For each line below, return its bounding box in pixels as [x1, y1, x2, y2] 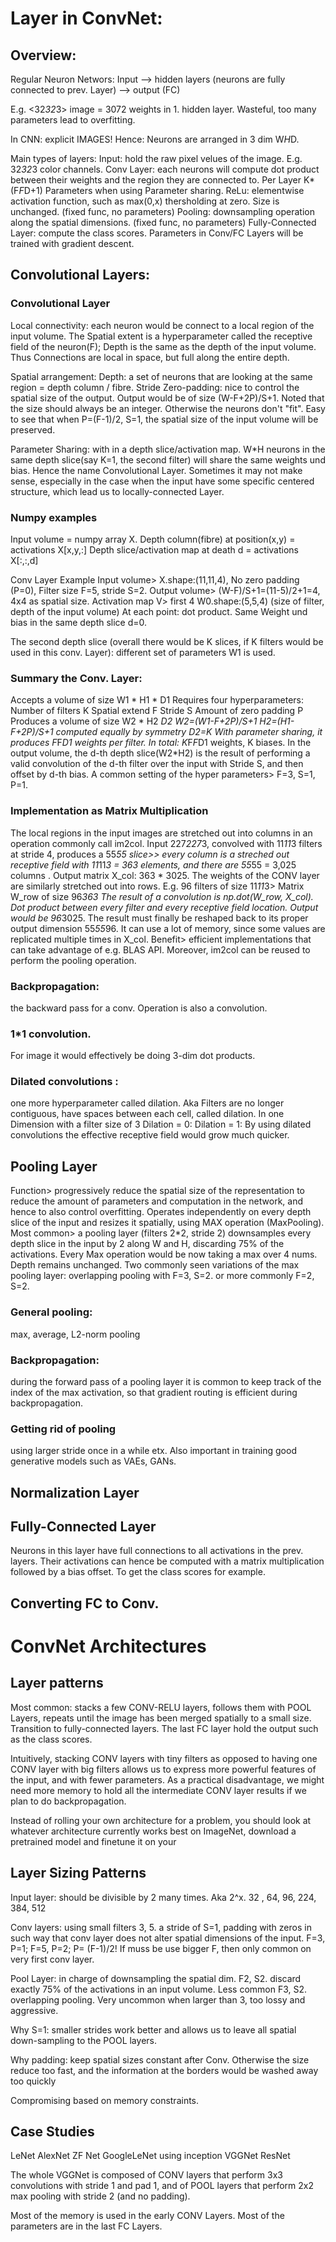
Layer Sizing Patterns [10, 1865, 147, 1882]
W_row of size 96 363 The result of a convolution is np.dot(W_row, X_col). [10, 890, 314, 902]
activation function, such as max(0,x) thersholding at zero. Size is [10, 195, 280, 207]
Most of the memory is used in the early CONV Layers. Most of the [10, 2210, 285, 2222]
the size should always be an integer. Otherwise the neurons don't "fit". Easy [10, 402, 326, 414]
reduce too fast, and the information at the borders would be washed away [10, 2064, 319, 2076]
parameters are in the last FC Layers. [10, 2220, 163, 2232]
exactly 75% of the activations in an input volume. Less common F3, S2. [10, 1983, 308, 1995]
